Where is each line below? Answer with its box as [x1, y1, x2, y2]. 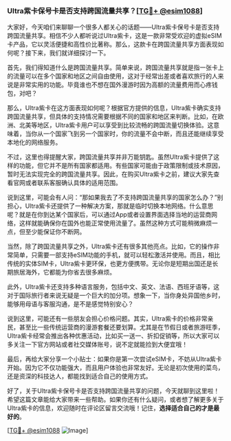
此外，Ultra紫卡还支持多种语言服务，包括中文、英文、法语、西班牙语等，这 [7, 283, 220, 291]
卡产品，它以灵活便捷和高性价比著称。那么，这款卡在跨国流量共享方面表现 [7, 40, 218, 49]
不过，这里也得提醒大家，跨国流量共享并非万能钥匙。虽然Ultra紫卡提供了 [7, 153, 214, 161]
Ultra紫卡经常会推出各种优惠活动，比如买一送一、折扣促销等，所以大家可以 [7, 332, 220, 340]
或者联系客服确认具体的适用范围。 [25, 179, 122, 187]
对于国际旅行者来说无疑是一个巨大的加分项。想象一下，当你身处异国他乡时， [7, 291, 224, 300]
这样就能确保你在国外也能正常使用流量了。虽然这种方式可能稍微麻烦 [19, 219, 212, 228]
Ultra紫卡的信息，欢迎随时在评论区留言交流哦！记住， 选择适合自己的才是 [7, 404, 214, 412]
